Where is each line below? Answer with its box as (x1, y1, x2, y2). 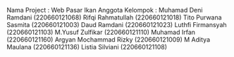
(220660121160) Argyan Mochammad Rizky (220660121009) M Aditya (6, 35, 211, 44)
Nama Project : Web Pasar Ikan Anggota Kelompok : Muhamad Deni (6, 6, 203, 14)
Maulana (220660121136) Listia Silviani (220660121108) (6, 43, 167, 51)
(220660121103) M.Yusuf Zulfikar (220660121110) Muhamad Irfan (6, 28, 195, 36)
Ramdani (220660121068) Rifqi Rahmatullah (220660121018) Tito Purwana (6, 13, 223, 22)
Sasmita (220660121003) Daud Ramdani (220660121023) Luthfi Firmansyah (6, 21, 227, 28)
